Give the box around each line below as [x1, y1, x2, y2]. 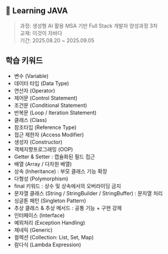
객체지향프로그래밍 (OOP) [13, 145, 74, 153]
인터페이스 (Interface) [13, 212, 65, 219]
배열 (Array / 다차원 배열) [13, 160, 72, 167]
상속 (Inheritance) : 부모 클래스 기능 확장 [13, 168, 108, 175]
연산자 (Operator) [13, 87, 56, 94]
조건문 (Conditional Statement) [13, 101, 87, 109]
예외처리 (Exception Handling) [13, 219, 85, 226]
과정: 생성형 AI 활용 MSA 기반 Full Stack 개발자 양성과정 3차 [19, 22, 158, 29]
